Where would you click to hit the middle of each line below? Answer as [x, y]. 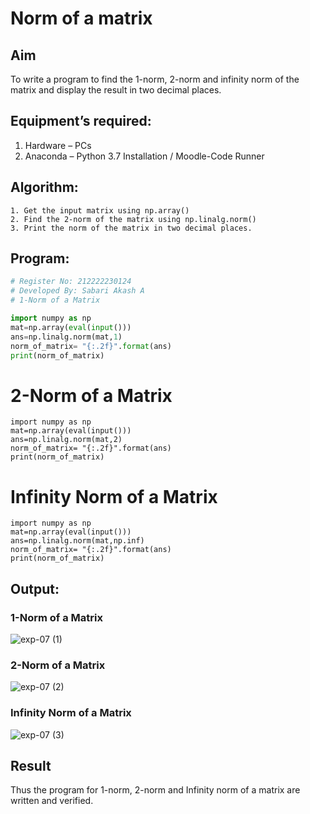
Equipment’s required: [81, 121]
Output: [35, 588]
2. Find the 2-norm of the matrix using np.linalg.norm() [133, 219]
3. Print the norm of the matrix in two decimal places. [131, 228]
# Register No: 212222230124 [71, 282]
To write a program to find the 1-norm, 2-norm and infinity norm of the [155, 79]
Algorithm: [44, 187]
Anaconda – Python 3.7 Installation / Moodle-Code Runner [144, 156]
